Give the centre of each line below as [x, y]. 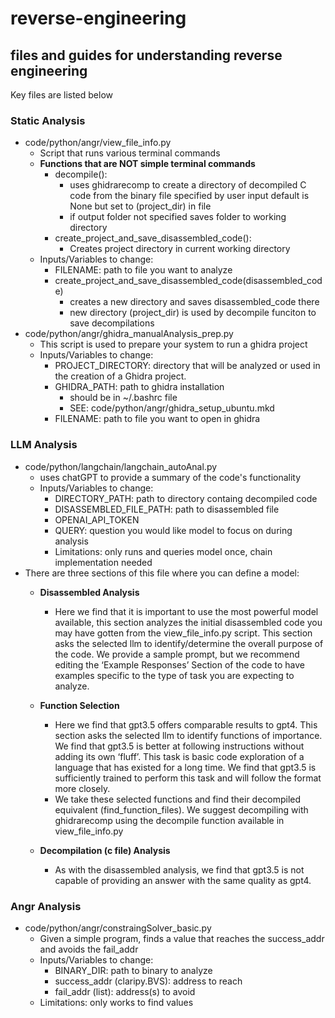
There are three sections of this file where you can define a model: [162, 573]
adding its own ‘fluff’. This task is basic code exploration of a [179, 756]
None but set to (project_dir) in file [140, 206]
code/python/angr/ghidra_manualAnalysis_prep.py [129, 334]
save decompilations [112, 323]
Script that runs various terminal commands [130, 153]
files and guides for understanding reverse [146, 55]
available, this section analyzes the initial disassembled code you [188, 622]
